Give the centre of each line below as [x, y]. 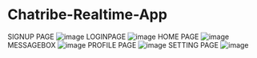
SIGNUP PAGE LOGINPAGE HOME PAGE [103, 37]
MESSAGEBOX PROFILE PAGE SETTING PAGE [113, 44]
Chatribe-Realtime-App [87, 15]
